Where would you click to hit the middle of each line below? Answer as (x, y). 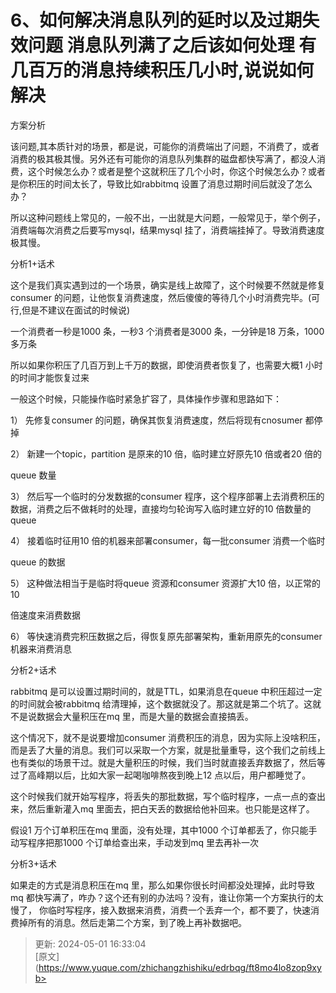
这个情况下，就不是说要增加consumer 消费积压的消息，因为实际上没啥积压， (168, 737)
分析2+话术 (33, 670)
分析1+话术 (32, 263)
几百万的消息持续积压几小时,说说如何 (162, 70)
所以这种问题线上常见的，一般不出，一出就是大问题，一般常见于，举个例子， (168, 217)
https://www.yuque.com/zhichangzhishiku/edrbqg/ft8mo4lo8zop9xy (180, 967)
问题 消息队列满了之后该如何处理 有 (172, 45)
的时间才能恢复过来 (50, 377)
